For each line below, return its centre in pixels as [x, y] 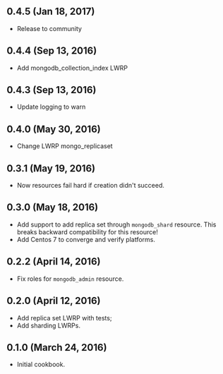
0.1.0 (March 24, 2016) [57, 348]
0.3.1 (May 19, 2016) [51, 168]
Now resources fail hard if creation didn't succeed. [91, 186]
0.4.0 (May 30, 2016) [54, 129]
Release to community [49, 28]
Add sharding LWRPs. [48, 325]
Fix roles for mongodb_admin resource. [70, 279]
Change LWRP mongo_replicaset [65, 146]
